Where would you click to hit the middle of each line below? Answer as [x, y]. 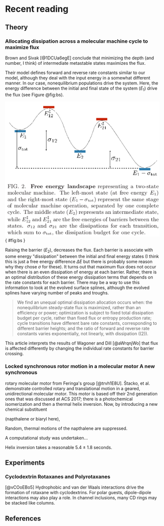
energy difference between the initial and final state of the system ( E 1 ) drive [81, 89]
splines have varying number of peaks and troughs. [57, 293]
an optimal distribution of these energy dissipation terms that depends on [79, 277]
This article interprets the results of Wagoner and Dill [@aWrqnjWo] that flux [82, 343]
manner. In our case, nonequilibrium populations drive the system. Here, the [82, 83]
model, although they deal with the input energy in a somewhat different [78, 78]
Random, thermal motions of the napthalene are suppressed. [66, 428]
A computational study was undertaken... [47, 438]
